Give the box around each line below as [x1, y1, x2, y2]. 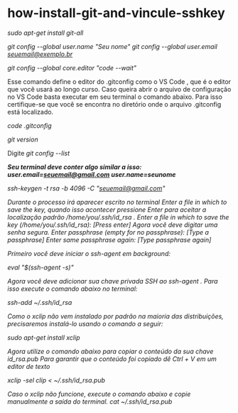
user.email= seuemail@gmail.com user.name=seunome [7, 170, 176, 178]
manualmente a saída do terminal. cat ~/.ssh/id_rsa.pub [7, 397, 173, 406]
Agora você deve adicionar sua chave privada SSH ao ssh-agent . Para [7, 277, 218, 285]
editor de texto [7, 362, 50, 370]
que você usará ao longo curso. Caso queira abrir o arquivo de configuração [7, 85, 232, 93]
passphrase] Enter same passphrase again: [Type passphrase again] [7, 235, 212, 244]
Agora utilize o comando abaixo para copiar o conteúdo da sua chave [7, 347, 214, 355]
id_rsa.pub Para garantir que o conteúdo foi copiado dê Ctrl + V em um [7, 354, 217, 363]
